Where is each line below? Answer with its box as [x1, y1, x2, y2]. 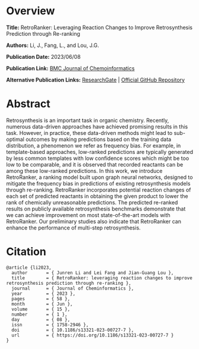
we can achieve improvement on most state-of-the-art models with [6, 211, 170, 218]
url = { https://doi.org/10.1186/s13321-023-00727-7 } [11, 332, 174, 338]
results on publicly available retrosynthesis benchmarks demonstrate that [6, 205, 186, 212]
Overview [6, 4, 55, 18]
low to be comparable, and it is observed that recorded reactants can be [6, 161, 184, 168]
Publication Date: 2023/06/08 [6, 53, 81, 60]
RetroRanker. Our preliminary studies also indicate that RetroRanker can [6, 218, 181, 225]
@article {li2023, [6, 265, 52, 271]
